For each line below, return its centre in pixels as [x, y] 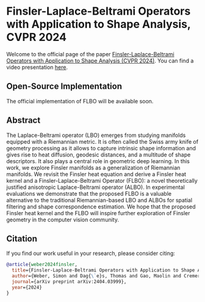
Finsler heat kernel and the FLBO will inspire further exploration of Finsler [98, 213]
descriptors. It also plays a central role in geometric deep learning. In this [98, 161]
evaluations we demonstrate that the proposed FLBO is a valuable [89, 193]
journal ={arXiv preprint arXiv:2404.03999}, [69, 282]
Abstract [23, 120]
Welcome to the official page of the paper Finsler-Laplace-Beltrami [91, 54]
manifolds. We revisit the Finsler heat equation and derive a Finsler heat [96, 174]
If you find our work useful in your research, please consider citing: [91, 253]
